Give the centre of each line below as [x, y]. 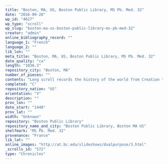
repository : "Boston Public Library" [44, 121]
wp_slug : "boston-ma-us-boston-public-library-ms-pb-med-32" [70, 28]
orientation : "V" [23, 93]
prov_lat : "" [19, 112]
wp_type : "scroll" [24, 24]
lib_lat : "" [17, 140]
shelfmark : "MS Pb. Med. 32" [35, 130]
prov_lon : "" [19, 103]
